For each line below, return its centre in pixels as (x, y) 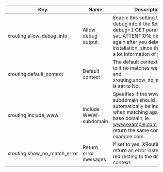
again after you (130, 42)
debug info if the (131, 24)
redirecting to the (132, 156)
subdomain (95, 121)
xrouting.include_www (33, 115)
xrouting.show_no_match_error (43, 153)
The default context (135, 62)
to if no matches (131, 68)
